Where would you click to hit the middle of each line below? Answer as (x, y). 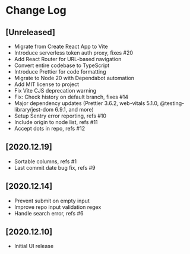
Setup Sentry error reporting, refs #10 (60, 116)
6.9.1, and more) (75, 109)
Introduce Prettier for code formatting (60, 72)
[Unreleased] (31, 32)
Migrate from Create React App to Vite (61, 46)
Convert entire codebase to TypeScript (62, 65)
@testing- (172, 103)
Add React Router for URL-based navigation (68, 59)
